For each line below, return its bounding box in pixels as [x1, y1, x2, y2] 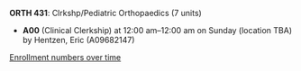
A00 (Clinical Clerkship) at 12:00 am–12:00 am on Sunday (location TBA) [22, 25, 293, 35]
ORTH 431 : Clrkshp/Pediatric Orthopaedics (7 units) [9, 8, 203, 18]
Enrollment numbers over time [9, 52, 122, 62]
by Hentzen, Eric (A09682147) [22, 35, 135, 45]
